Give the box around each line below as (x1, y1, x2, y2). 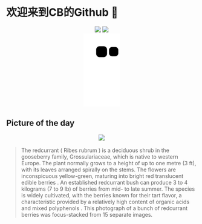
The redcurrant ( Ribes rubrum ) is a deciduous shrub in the (21, 147, 169, 154)
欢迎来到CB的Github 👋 (6, 5, 119, 19)
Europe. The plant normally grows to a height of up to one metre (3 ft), (21, 159, 197, 166)
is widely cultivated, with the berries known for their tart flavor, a (21, 191, 182, 199)
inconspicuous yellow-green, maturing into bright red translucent (21, 172, 184, 179)
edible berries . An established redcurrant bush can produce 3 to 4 (21, 179, 188, 186)
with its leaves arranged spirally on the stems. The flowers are (21, 166, 177, 173)
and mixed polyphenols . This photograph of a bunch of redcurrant (21, 204, 188, 212)
